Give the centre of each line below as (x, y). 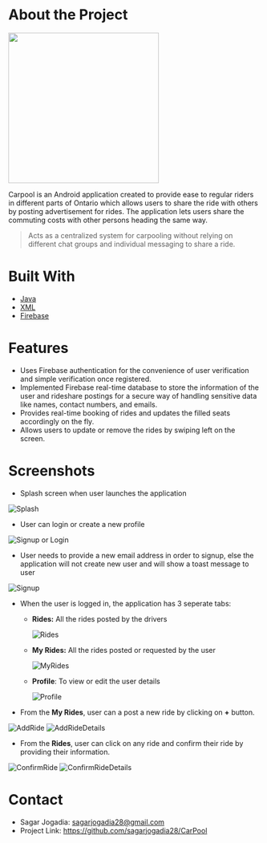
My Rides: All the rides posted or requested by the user (124, 650)
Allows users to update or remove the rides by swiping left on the (127, 430)
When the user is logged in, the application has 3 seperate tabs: (125, 603)
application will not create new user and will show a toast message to (134, 564)
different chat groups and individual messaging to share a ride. (131, 244)
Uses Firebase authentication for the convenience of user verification (135, 370)
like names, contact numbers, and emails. (89, 404)
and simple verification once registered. (85, 379)
